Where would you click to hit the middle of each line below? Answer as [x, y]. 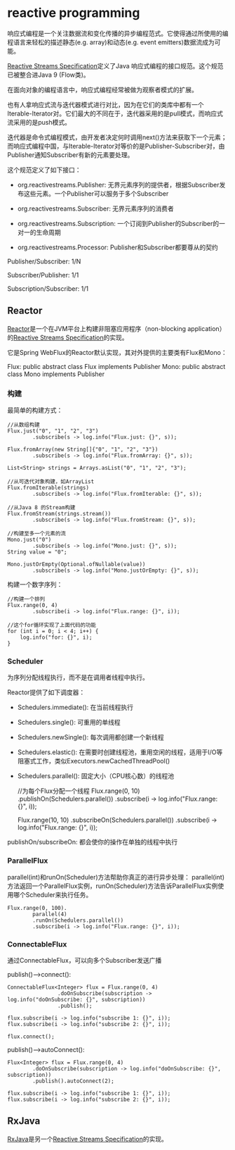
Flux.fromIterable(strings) [48, 488]
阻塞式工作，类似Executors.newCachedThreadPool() [94, 761]
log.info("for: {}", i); [56, 638]
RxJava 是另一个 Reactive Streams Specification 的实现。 [88, 1139]
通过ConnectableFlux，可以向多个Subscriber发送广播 [85, 960]
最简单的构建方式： [35, 411]
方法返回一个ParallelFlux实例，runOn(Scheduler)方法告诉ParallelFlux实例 [113, 886]
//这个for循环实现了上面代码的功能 [52, 625]
